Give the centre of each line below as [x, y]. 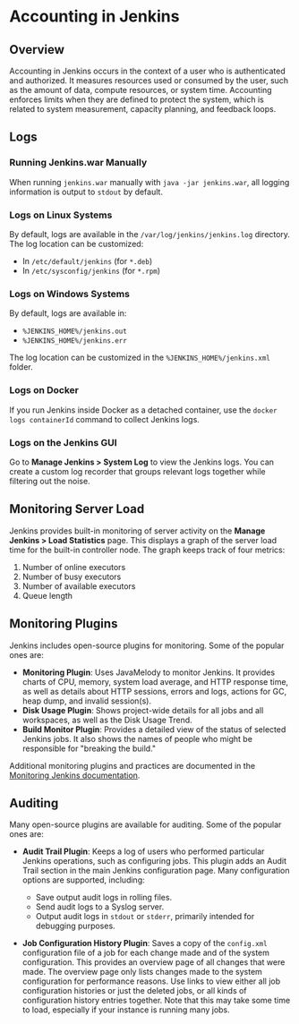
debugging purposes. [75, 926]
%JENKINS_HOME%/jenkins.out [74, 332]
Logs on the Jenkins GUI [64, 442]
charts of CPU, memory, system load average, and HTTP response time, [155, 681]
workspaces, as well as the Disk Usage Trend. [107, 720]
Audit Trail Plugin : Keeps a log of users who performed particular [143, 851]
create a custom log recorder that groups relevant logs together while [137, 471]
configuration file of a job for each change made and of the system [146, 953]
